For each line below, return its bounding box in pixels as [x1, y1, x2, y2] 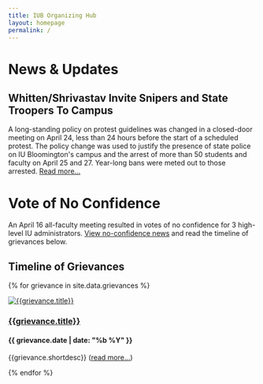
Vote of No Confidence [8, 194, 161, 212]
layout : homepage [8, 19, 65, 27]
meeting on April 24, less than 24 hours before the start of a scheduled [8, 133, 239, 143]
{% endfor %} [8, 368, 54, 378]
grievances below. [8, 237, 68, 247]
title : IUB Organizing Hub [8, 11, 97, 20]
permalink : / [8, 26, 51, 34]
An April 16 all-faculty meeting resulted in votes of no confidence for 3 [8, 220, 236, 229]
